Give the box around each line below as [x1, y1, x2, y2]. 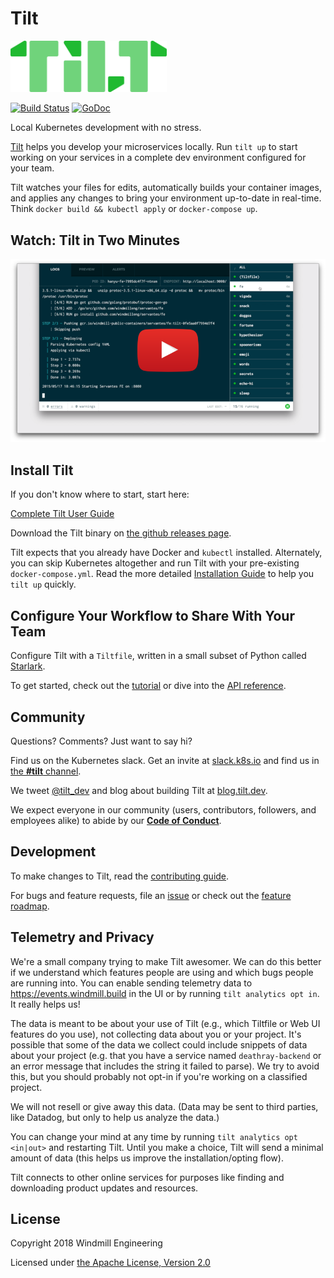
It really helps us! [10, 998, 81, 1010]
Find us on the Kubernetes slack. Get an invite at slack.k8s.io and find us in [10, 754, 320, 766]
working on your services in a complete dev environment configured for [10, 152, 307, 164]
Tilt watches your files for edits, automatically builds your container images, [10, 182, 322, 194]
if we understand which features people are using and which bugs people [10, 966, 314, 978]
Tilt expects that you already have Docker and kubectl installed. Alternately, [10, 547, 323, 559]
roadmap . [10, 900, 50, 912]
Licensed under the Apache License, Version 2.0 [10, 1257, 211, 1269]
